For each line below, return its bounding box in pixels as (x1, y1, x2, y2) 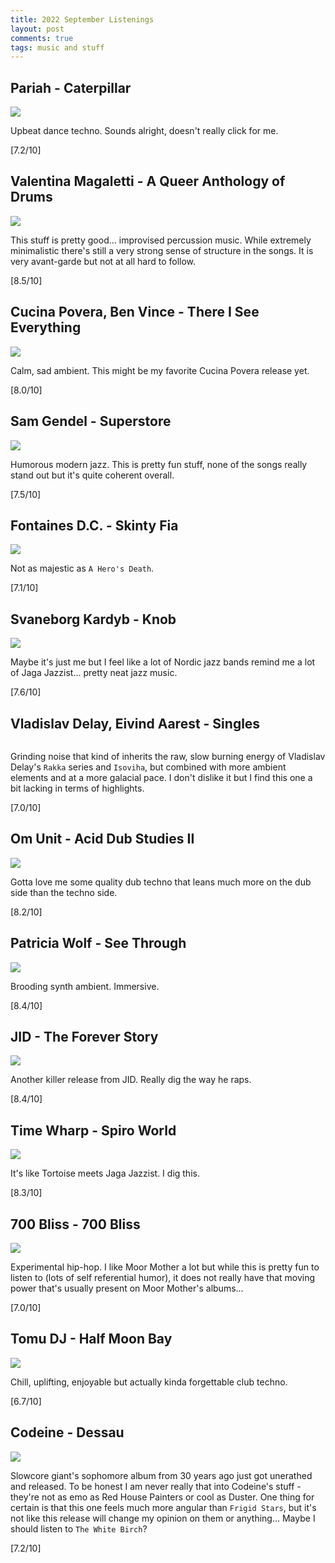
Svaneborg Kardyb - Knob (10, 611, 177, 628)
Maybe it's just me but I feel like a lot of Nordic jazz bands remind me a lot (10, 656, 316, 668)
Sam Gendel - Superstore (10, 413, 172, 430)
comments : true (10, 33, 74, 43)
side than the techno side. (10, 886, 118, 898)
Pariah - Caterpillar (10, 79, 132, 96)
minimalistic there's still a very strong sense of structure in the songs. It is (10, 244, 314, 256)
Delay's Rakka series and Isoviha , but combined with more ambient (10, 761, 287, 773)
